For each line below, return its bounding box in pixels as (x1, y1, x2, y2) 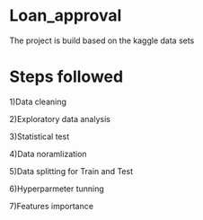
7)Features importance (9, 200, 94, 211)
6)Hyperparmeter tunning (9, 183, 105, 194)
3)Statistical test (9, 131, 70, 142)
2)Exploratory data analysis (9, 113, 110, 124)
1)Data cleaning (9, 96, 67, 107)
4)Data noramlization (9, 148, 87, 159)
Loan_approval (9, 5, 122, 26)
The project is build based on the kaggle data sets (9, 35, 195, 46)
